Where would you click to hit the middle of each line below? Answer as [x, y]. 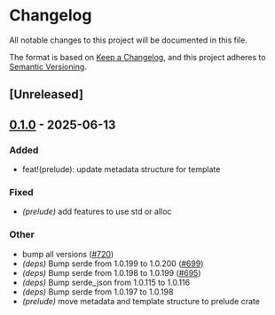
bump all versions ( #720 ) [68, 254]
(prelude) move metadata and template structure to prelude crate [141, 301]
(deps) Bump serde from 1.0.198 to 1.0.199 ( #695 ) [111, 272]
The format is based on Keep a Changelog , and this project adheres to [137, 57]
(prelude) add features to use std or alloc [97, 212]
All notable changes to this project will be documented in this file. [129, 40]
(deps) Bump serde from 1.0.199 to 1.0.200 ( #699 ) [113, 264]
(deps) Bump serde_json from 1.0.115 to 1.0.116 [106, 282]
